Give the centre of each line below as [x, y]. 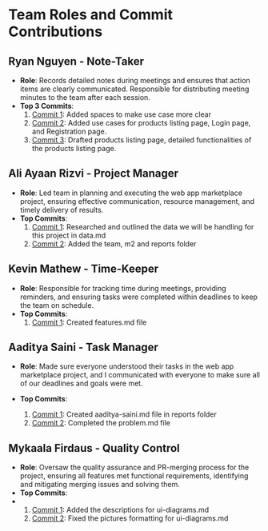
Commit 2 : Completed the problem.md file [101, 423]
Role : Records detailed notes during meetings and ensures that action [135, 80]
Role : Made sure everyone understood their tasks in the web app [127, 366]
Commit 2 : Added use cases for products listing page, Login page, [141, 123]
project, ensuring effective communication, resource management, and [137, 201]
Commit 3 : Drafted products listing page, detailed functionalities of [142, 140]
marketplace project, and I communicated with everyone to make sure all [140, 375]
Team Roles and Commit [91, 15]
